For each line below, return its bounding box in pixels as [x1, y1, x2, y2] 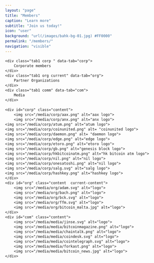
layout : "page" [5, 8, 36, 13]
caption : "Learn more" [5, 18, 51, 23]
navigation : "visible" [5, 44, 51, 49]
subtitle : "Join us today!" [5, 23, 62, 28]
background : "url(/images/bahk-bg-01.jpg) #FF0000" [5, 34, 112, 39]
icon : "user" [5, 28, 32, 34]
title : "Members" [5, 13, 40, 18]
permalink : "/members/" [5, 39, 54, 44]
